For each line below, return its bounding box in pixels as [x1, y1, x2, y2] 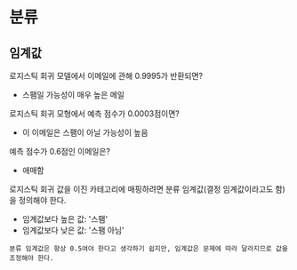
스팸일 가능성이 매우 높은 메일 [21, 90, 124, 99]
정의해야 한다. [18, 195, 67, 205]
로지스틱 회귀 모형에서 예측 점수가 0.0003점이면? [9, 108, 180, 119]
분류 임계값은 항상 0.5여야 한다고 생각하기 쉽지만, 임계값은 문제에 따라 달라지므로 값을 [9, 244, 289, 253]
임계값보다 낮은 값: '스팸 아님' [21, 225, 124, 235]
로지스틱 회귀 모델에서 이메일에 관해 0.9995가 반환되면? [9, 71, 204, 81]
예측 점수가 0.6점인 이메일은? [9, 147, 111, 156]
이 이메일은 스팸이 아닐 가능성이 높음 [21, 127, 148, 138]
